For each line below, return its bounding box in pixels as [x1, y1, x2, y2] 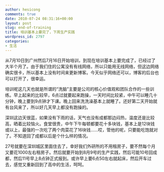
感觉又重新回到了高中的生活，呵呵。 [13, 161, 86, 167]
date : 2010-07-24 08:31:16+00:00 [5, 16, 73, 21]
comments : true [5, 12, 36, 17]
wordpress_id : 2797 [5, 35, 45, 39]
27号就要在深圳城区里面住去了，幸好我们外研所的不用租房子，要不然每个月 [5, 143, 156, 149]
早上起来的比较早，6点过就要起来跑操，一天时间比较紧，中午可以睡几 [13, 92, 153, 98]
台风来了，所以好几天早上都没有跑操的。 [9, 104, 91, 110]
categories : [5, 39, 29, 44]
